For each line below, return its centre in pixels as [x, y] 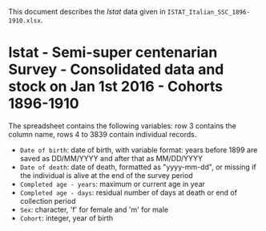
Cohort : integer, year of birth [66, 218]
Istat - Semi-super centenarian [113, 53]
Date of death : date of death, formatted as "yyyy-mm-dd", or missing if [138, 167]
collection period [48, 201]
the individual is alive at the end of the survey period [107, 175]
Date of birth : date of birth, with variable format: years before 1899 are [139, 150]
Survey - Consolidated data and [116, 69]
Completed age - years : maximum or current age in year [113, 184]
